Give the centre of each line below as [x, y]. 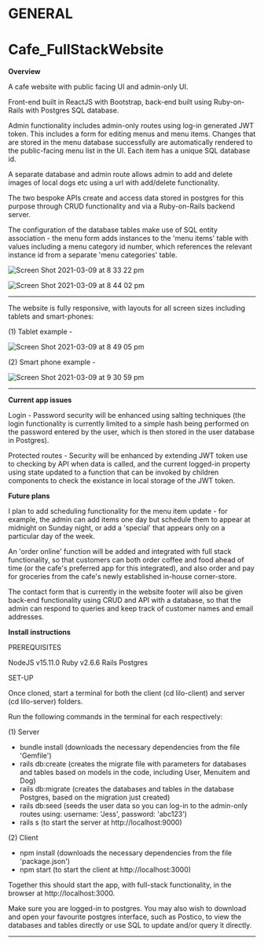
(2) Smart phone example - [52, 362]
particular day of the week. [52, 537]
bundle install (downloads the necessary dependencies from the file [130, 748]
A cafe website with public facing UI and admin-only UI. [98, 87]
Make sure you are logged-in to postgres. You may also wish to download [127, 909]
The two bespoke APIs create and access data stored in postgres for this [126, 198]
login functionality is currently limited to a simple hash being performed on [128, 424]
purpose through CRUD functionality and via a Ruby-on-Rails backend [122, 206]
